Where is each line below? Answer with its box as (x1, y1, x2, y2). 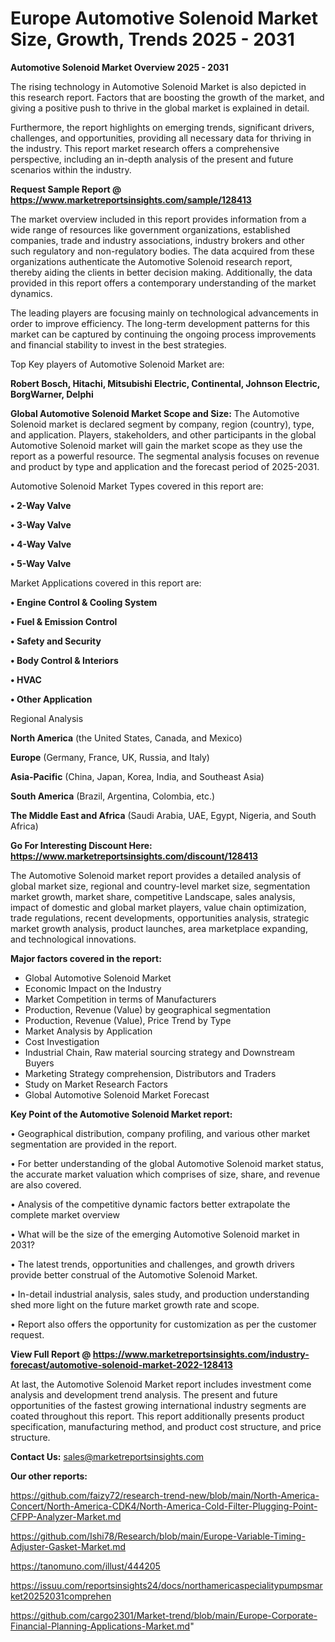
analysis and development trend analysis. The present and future (10, 1388, 278, 1401)
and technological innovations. (10, 933, 137, 945)
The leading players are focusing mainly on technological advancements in (10, 307, 319, 319)
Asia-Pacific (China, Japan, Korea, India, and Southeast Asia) (10, 770, 265, 782)
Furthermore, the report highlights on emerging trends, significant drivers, (10, 121, 315, 133)
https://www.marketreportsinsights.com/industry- (92, 1348, 310, 1360)
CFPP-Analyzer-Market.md (10, 1510, 122, 1522)
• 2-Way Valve (10, 499, 72, 511)
